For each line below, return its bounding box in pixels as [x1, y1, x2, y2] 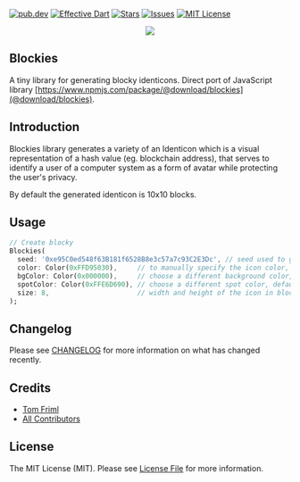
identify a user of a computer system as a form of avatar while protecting [9, 162, 279, 173]
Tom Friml [21, 404, 60, 415]
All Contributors [21, 413, 80, 424]
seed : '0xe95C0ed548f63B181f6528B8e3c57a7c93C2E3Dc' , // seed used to [17, 255, 286, 264]
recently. [9, 354, 42, 365]
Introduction [9, 120, 80, 135]
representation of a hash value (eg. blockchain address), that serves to [9, 153, 270, 163]
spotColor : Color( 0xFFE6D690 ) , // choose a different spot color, [17, 279, 270, 289]
